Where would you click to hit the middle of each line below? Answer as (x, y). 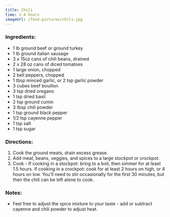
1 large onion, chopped (37, 69)
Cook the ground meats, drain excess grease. (60, 153)
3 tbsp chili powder (33, 107)
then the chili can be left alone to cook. (53, 180)
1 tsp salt (22, 123)
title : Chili (19, 10)
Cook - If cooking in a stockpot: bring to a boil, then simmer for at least (87, 163)
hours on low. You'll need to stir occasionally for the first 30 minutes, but (88, 174)
